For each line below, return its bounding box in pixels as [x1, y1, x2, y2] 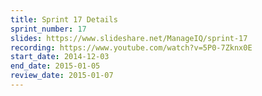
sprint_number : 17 [10, 24, 87, 34]
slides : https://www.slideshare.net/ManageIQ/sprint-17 [10, 33, 248, 43]
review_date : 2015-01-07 [10, 71, 114, 81]
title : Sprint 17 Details [10, 14, 118, 25]
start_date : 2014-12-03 [10, 52, 110, 62]
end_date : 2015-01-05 [10, 61, 101, 71]
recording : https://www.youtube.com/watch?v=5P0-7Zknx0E [10, 42, 253, 53]
